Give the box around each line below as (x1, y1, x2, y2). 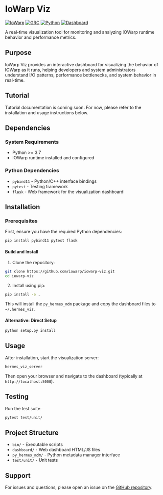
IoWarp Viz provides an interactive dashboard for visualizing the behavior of (5, 61, 158, 67)
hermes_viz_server (5, 364, 43, 369)
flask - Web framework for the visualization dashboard (12, 189, 124, 195)
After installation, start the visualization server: (5, 354, 99, 361)
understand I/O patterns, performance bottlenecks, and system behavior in (5, 72, 157, 78)
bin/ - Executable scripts (12, 442, 63, 447)
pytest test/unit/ (5, 415, 43, 420)
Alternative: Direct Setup (5, 317, 57, 323)
